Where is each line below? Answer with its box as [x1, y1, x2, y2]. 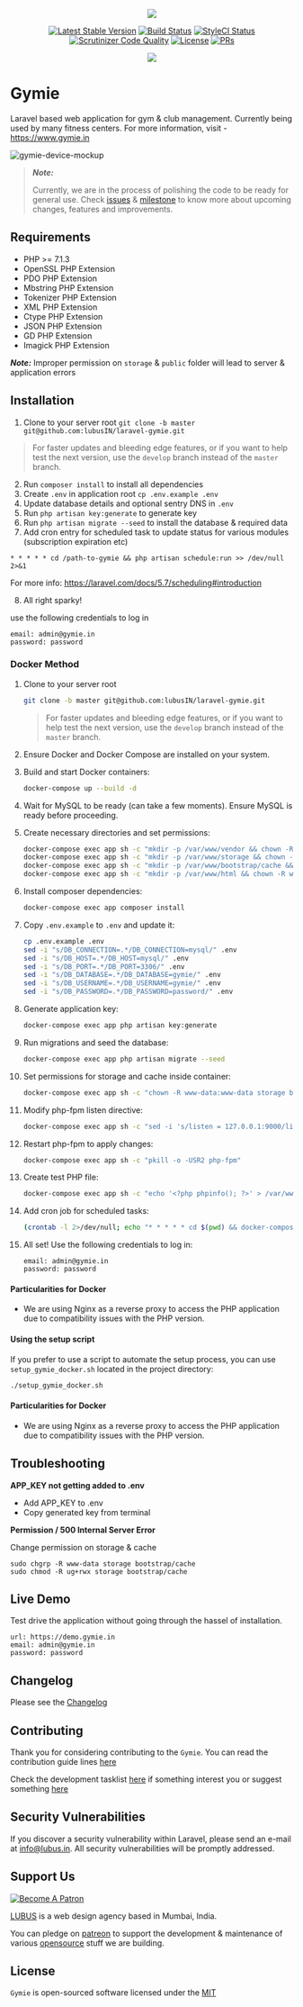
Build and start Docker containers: [22, 766, 151, 777]
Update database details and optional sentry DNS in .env [22, 498, 235, 509]
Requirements [10, 230, 91, 245]
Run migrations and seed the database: [22, 1036, 169, 1048]
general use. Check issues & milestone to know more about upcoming [31, 194, 291, 204]
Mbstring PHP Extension [22, 282, 114, 293]
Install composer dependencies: [22, 886, 143, 897]
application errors [10, 366, 76, 377]
